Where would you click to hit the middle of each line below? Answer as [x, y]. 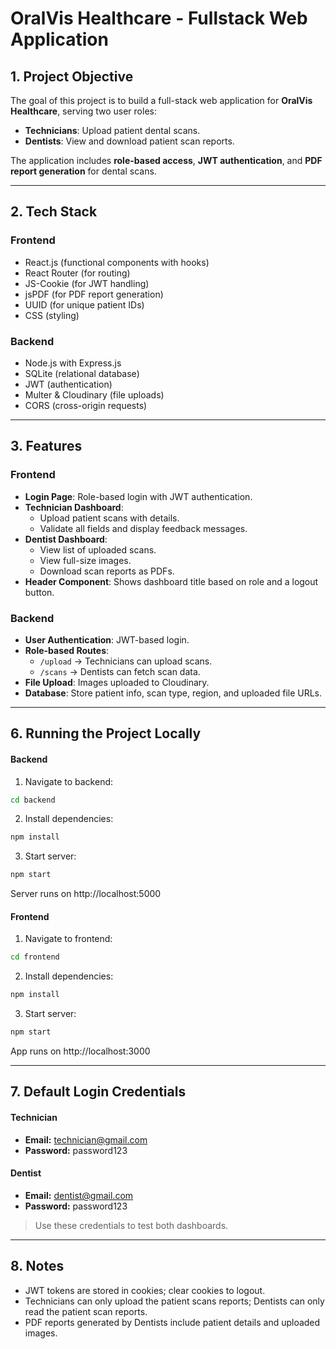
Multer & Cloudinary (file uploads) [94, 394]
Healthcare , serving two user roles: [83, 111]
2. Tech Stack [54, 212]
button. [39, 592]
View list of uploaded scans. [98, 549]
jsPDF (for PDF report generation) [94, 294]
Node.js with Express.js [73, 363]
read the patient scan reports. [86, 1311]
